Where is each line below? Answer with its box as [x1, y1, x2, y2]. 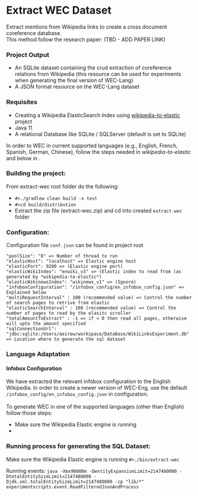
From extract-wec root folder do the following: [6, 182, 119, 190]
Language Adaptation [6, 350, 70, 358]
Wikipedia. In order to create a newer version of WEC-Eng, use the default [6, 384, 187, 391]
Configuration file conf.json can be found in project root [6, 242, 143, 249]
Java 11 [14, 124, 33, 131]
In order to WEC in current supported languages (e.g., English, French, [6, 142, 178, 149]
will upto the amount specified [6, 321, 86, 327]
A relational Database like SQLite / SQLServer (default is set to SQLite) [14, 130, 187, 137]
